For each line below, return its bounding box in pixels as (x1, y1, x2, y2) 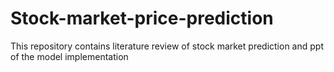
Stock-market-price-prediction (10, 7, 274, 30)
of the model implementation (10, 50, 129, 62)
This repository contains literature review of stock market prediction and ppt (10, 40, 324, 52)
